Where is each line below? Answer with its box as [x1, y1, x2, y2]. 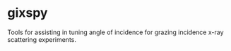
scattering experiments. [7, 35, 76, 43]
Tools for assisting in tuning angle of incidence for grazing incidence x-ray [7, 28, 224, 36]
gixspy [7, 5, 48, 21]
